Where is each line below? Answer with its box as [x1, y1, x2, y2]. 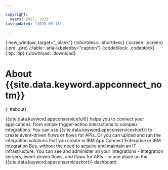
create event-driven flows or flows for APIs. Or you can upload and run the [5, 132, 161, 138]
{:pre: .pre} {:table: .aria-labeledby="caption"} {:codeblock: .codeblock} [5, 45, 155, 51]
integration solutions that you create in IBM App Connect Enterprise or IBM [5, 138, 161, 144]
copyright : [5, 12, 28, 17]
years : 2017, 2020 [10, 16, 49, 22]
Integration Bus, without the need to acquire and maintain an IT [5, 143, 137, 149]
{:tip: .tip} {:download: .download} [5, 50, 76, 56]
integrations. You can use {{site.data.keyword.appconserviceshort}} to [5, 127, 153, 133]
